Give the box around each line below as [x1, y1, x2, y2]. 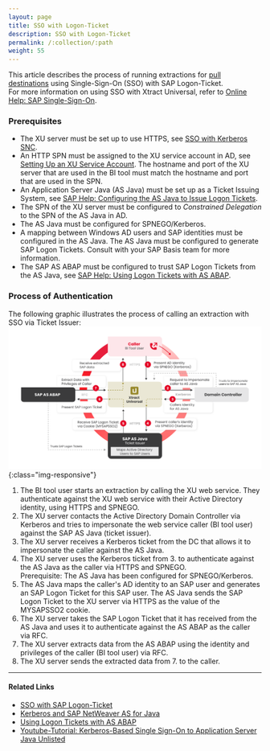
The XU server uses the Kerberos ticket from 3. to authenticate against [19, 553, 255, 563]
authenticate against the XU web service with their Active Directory [19, 494, 243, 503]
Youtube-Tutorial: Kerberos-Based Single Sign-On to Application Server [19, 725, 257, 735]
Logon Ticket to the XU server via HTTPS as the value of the [19, 596, 220, 606]
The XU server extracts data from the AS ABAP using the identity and [19, 639, 250, 649]
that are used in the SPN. [19, 177, 103, 187]
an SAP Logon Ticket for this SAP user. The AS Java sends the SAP [19, 588, 243, 597]
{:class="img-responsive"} [8, 470, 97, 479]
